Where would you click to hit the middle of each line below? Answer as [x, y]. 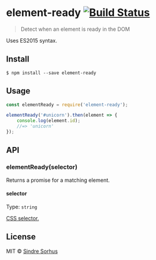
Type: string [22, 207]
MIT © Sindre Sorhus [32, 251]
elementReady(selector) [42, 167]
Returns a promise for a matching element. [58, 180]
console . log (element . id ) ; [49, 121]
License [21, 237]
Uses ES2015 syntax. [32, 40]
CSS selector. [23, 218]
